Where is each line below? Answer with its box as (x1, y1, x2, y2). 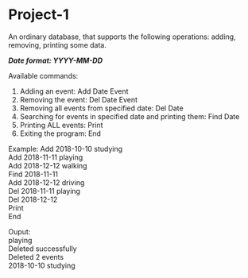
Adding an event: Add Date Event (19, 86, 129, 96)
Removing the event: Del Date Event (19, 95, 138, 104)
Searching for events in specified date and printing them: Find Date (19, 111, 240, 121)
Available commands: (8, 71, 79, 80)
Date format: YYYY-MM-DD (8, 56, 103, 65)
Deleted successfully (8, 244, 77, 253)
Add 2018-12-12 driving (8, 177, 85, 187)
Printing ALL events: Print (19, 120, 103, 129)
